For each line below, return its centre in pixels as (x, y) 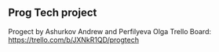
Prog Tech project (53, 13)
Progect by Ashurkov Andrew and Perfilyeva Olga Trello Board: (110, 31)
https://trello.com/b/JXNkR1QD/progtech (74, 40)
